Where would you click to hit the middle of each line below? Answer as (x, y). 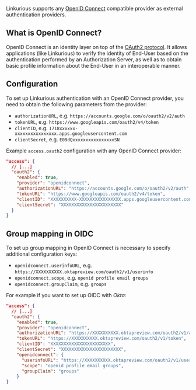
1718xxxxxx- (63, 128)
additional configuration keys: (42, 254)
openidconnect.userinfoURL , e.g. (53, 266)
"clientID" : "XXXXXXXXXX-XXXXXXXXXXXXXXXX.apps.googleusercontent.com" (105, 199)
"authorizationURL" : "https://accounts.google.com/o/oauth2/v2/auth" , (104, 189)
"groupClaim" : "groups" (50, 371)
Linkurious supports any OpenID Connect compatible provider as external (94, 8)
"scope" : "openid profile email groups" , (73, 365)
